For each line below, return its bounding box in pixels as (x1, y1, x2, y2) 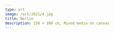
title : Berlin (5, 16, 34, 21)
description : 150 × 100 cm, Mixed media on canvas (5, 20, 110, 26)
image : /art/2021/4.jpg (5, 12, 53, 16)
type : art (5, 7, 25, 12)
